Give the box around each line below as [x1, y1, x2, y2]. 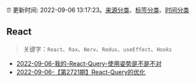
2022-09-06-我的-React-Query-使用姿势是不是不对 [16, 59, 162, 67]
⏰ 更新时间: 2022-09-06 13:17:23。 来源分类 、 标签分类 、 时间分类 [6, 6, 189, 14]
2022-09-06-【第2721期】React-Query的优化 [16, 67, 146, 76]
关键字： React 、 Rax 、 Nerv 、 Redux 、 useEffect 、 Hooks [23, 45, 172, 53]
